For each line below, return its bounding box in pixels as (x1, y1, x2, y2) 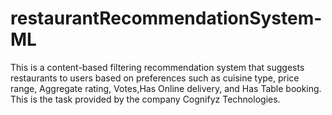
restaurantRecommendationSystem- (10, 7, 323, 30)
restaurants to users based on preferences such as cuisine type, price (10, 72, 300, 84)
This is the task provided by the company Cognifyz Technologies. (10, 93, 281, 105)
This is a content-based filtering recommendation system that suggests (10, 61, 305, 73)
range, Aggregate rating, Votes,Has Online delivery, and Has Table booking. (10, 82, 322, 94)
